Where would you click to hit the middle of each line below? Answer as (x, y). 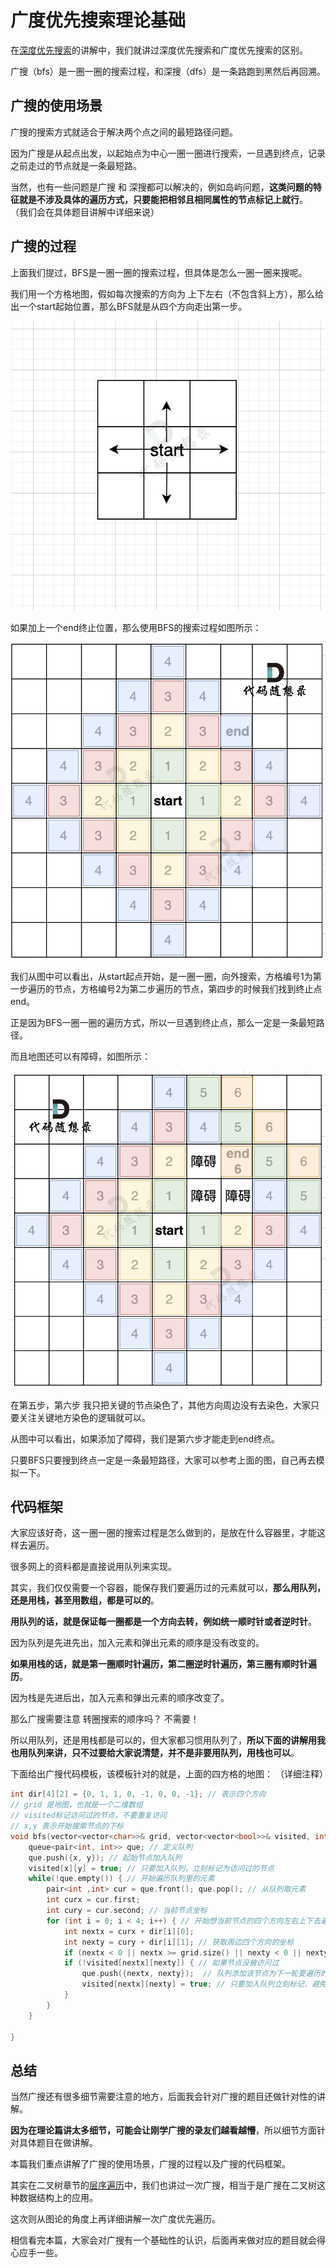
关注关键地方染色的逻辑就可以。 (84, 1417)
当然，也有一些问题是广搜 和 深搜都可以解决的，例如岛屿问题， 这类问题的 (161, 187)
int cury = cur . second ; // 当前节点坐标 (127, 1911)
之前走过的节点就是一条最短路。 (76, 165)
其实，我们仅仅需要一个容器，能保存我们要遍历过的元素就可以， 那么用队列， (168, 1588)
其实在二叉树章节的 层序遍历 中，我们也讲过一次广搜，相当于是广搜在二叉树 (163, 2185)
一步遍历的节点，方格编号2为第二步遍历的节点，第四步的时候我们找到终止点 (166, 989)
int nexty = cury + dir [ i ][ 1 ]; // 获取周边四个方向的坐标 (179, 1942)
